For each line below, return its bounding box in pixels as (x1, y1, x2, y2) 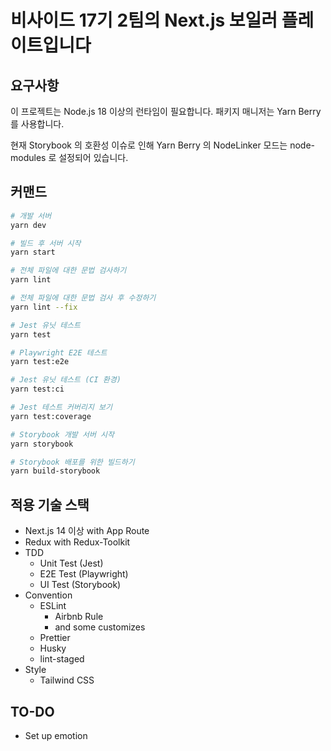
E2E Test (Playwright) (39, 568, 129, 580)
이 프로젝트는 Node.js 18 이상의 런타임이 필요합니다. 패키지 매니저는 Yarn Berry (10, 106, 322, 117)
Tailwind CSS (39, 674, 95, 686)
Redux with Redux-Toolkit (24, 536, 131, 548)
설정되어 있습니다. (58, 152, 129, 163)
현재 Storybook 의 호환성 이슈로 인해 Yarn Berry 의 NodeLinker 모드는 (10, 139, 288, 151)
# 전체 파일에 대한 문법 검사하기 (10, 266, 127, 276)
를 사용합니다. (10, 118, 65, 130)
